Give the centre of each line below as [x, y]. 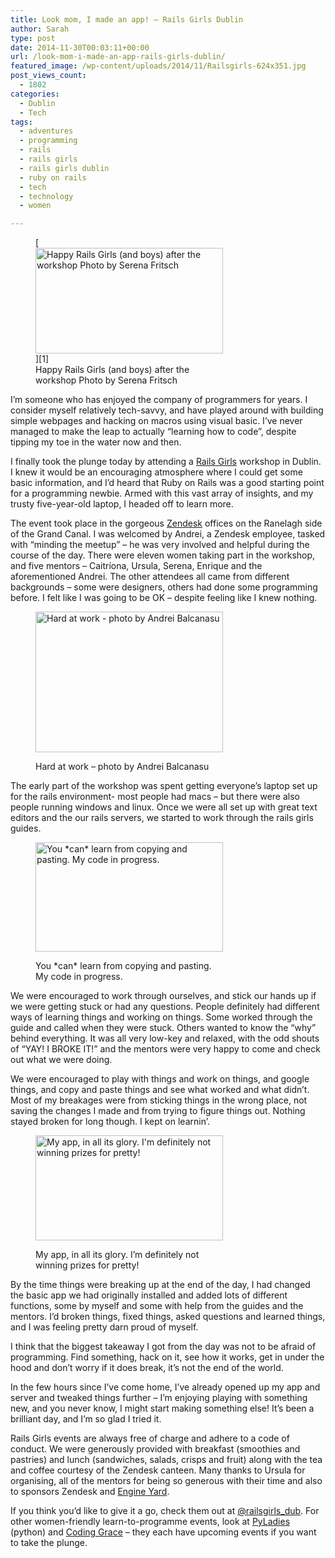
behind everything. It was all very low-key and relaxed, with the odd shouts [165, 1038]
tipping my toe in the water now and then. [96, 442]
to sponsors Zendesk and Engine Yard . [90, 1492]
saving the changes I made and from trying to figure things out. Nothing [158, 1111]
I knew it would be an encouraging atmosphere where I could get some [156, 472]
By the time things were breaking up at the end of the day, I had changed [160, 1285]
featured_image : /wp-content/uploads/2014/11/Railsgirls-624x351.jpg [158, 66]
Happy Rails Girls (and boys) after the [112, 370]
